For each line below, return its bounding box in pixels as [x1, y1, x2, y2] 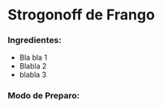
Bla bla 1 [19, 52, 48, 62]
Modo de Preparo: [7, 90, 80, 102]
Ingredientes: [7, 35, 62, 46]
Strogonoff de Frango [7, 6, 156, 24]
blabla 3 [19, 70, 47, 80]
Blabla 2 [19, 61, 47, 71]
